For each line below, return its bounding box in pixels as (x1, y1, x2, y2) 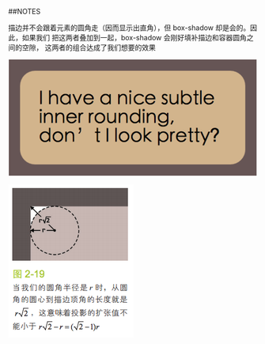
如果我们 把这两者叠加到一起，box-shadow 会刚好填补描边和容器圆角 (21, 33, 247, 42)
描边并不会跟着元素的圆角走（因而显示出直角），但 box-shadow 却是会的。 (8, 23, 251, 32)
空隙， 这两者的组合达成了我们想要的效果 (21, 43, 156, 52)
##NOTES (8, 7, 41, 16)
